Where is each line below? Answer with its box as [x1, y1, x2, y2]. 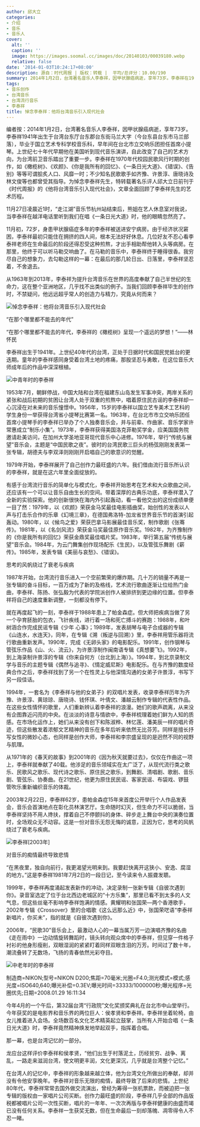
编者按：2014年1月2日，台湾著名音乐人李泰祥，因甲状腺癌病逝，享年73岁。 [6, 126, 192, 133]
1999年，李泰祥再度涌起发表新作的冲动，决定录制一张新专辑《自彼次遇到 [6, 884, 185, 891]
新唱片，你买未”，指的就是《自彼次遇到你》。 [6, 914, 116, 921]
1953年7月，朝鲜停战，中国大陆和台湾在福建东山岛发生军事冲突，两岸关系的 [6, 389, 193, 396]
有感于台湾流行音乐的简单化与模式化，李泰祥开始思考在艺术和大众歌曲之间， [6, 481, 194, 489]
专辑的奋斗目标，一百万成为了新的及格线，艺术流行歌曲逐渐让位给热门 [11, 581, 183, 588]
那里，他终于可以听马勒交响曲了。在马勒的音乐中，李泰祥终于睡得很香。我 [6, 248, 189, 255]
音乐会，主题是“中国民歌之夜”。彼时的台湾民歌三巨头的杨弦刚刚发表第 [14, 441, 186, 448]
